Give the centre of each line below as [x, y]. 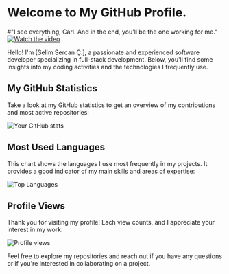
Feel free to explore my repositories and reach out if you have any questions [115, 256]
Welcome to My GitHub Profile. [97, 13]
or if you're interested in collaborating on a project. [79, 264]
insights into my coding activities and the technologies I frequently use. [108, 67]
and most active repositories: [48, 112]
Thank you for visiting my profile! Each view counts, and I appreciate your [111, 222]
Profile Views [36, 206]
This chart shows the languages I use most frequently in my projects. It [107, 163]
